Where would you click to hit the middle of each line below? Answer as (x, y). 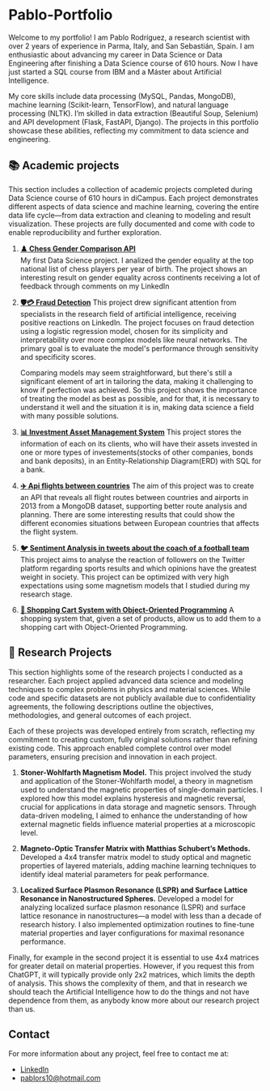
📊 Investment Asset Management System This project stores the (131, 432)
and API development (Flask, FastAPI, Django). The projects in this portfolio (133, 122)
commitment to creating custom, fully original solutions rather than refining (133, 739)
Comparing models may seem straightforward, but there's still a (126, 372)
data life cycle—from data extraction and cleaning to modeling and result (130, 215)
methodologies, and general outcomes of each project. (100, 715)
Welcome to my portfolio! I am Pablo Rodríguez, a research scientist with (129, 37)
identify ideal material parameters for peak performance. (114, 874)
